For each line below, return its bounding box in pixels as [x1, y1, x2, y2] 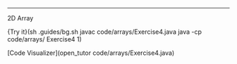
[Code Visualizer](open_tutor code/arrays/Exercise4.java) [7, 49, 175, 57]
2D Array [7, 14, 34, 22]
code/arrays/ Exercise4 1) [7, 35, 83, 43]
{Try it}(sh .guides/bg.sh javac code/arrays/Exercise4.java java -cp [7, 27, 202, 36]
